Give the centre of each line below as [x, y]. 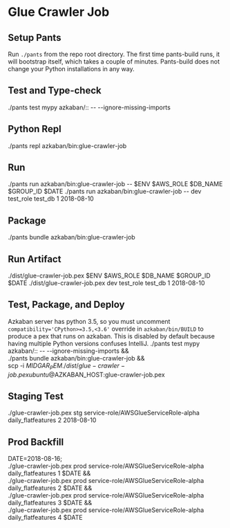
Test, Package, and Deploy [66, 305]
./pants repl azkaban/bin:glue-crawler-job [67, 145]
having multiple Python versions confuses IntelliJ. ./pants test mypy [104, 343]
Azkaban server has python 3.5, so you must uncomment [89, 321]
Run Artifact [35, 259]
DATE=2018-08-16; [35, 459]
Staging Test [36, 396]
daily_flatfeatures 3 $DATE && [50, 503]
